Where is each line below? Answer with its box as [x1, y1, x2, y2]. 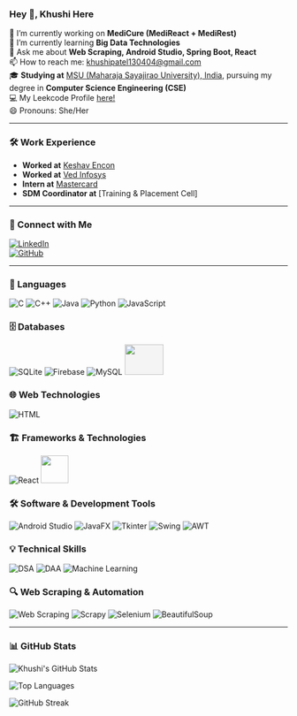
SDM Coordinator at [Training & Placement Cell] [21, 187, 198, 198]
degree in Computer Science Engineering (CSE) [9, 83, 187, 94]
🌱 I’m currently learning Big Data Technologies [9, 37, 181, 48]
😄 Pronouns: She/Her [9, 105, 89, 116]
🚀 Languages [9, 278, 66, 290]
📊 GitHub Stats [9, 640, 77, 652]
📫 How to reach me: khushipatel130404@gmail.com [9, 57, 202, 67]
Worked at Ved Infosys [21, 169, 107, 179]
